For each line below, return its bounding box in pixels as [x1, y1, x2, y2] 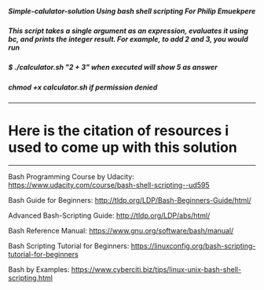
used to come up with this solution [8, 138, 237, 156]
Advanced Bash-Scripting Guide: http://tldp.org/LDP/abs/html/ [8, 211, 211, 220]
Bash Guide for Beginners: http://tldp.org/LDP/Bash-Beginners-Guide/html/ [8, 196, 251, 205]
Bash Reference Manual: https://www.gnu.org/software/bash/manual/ [8, 226, 234, 236]
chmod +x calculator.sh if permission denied [8, 83, 158, 92]
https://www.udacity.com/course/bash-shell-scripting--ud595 [8, 181, 210, 190]
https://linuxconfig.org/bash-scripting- [130, 241, 256, 251]
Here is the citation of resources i [8, 122, 229, 140]
